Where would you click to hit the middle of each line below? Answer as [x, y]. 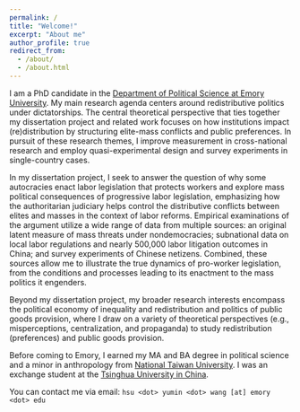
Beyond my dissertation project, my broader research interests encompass [147, 299]
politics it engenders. [48, 282]
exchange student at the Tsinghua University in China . [109, 374]
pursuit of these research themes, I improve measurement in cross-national [149, 141]
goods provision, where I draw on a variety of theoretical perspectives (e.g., [149, 319]
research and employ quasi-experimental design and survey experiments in [149, 150]
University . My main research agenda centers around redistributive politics [147, 102]
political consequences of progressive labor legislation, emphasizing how [145, 196]
